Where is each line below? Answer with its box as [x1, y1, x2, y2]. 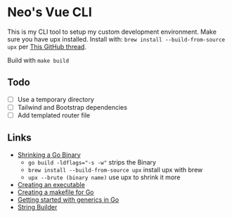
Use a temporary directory [17, 95, 95, 103]
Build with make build [7, 56, 69, 64]
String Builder [17, 203, 58, 211]
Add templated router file [17, 110, 90, 120]
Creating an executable [17, 180, 86, 188]
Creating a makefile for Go [17, 188, 94, 196]
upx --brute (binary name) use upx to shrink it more [27, 173, 181, 181]
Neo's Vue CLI [7, 4, 93, 20]
